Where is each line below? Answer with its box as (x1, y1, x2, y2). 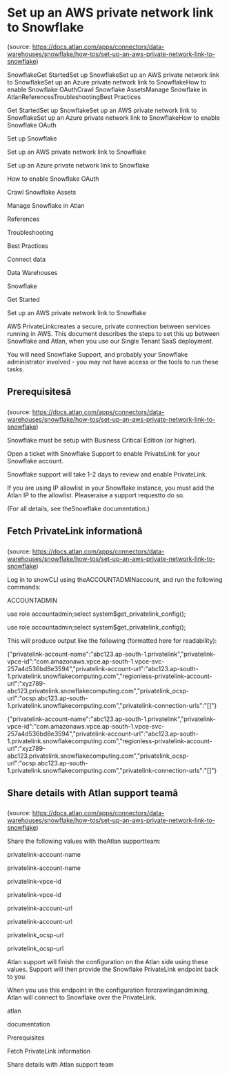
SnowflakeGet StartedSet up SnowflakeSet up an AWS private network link (7, 71, 219, 79)
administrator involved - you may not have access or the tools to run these (7, 357, 219, 366)
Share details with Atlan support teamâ (7, 787, 179, 799)
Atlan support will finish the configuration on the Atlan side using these (7, 958, 208, 966)
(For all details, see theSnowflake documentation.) (7, 504, 150, 513)
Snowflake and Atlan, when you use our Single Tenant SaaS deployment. (7, 337, 214, 345)
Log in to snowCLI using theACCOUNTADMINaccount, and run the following (7, 575, 223, 583)
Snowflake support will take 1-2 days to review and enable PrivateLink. (7, 470, 208, 479)
